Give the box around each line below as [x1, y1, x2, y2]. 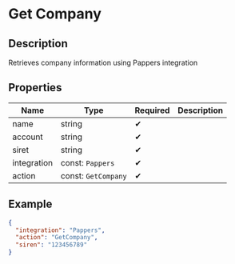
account [12, 131, 44, 142]
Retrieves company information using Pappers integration [8, 58, 198, 67]
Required [134, 105, 170, 116]
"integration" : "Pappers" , [15, 226, 106, 234]
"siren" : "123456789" [15, 241, 88, 249]
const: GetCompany [60, 170, 128, 181]
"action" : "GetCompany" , [15, 234, 98, 242]
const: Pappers [60, 157, 115, 168]
